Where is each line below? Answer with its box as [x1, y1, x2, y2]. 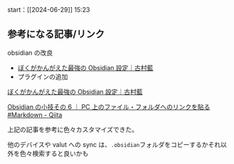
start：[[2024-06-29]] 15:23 [7, 6, 90, 13]
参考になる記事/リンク [7, 28, 105, 40]
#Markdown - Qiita [7, 110, 63, 119]
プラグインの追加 [17, 72, 68, 81]
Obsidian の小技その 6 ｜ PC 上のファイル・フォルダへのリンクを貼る [7, 102, 211, 111]
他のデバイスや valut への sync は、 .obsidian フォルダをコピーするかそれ [7, 140, 221, 148]
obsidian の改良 [7, 48, 53, 57]
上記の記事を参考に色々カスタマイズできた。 [7, 125, 139, 133]
